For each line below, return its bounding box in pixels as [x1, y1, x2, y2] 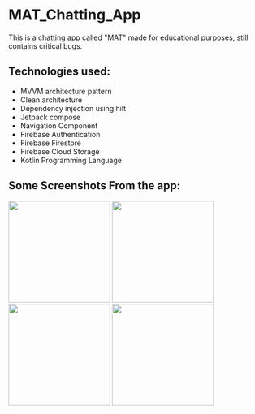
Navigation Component [19, 120, 98, 131]
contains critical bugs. [8, 41, 83, 50]
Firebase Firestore [19, 138, 81, 148]
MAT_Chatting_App [8, 6, 141, 24]
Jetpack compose [19, 112, 81, 122]
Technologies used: [8, 65, 111, 79]
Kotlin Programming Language [19, 155, 122, 165]
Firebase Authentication [19, 129, 101, 139]
